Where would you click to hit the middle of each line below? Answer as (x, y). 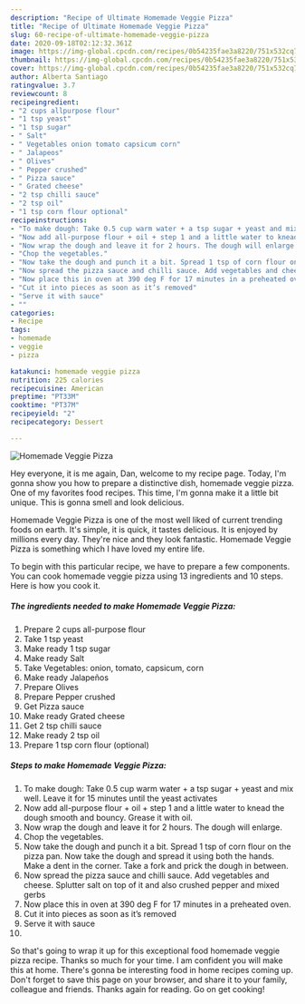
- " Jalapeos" (37, 152)
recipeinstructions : (49, 220)
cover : (23, 69)
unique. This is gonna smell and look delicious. (97, 502)
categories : (33, 313)
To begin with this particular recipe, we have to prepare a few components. (150, 566)
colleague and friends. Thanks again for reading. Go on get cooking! (138, 989)
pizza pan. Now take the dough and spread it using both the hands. (149, 856)
